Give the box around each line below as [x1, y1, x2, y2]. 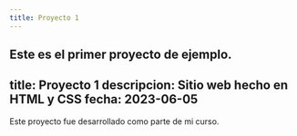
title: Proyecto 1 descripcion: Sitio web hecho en [9, 78, 289, 93]
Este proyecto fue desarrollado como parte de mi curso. [9, 115, 220, 127]
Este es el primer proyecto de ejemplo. [9, 47, 232, 63]
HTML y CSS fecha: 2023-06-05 [9, 92, 199, 107]
